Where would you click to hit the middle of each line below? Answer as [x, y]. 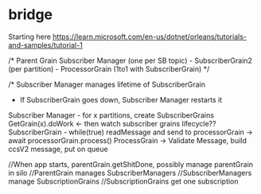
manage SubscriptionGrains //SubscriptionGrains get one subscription [123, 181]
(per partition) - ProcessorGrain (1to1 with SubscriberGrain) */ [109, 68]
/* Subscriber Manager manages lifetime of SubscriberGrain [107, 84]
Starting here [30, 37]
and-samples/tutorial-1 [46, 45]
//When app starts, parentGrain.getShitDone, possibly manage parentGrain [130, 164]
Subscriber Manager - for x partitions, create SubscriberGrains [111, 115]
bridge [31, 15]
